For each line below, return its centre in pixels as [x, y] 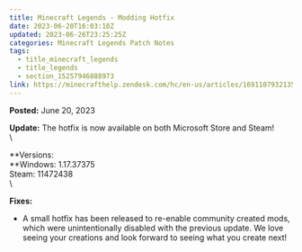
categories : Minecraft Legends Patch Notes [92, 43]
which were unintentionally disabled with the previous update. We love [153, 228]
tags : [19, 51]
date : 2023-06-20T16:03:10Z [62, 26]
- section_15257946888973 [66, 76]
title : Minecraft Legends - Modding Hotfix [92, 18]
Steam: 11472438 [41, 174]
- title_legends [48, 68]
